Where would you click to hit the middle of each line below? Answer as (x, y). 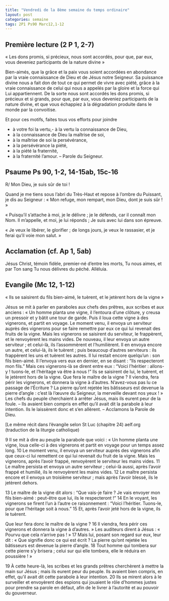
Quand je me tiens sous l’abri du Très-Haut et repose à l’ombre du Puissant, (84, 194)
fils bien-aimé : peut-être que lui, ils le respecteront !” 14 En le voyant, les (81, 498)
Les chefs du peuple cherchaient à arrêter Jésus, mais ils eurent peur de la (83, 398)
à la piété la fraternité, (35, 151)
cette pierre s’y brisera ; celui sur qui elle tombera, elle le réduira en (75, 551)
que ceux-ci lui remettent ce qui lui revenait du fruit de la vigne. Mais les (80, 456)
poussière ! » (19, 556)
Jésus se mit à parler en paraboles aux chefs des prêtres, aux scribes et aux (85, 307)
